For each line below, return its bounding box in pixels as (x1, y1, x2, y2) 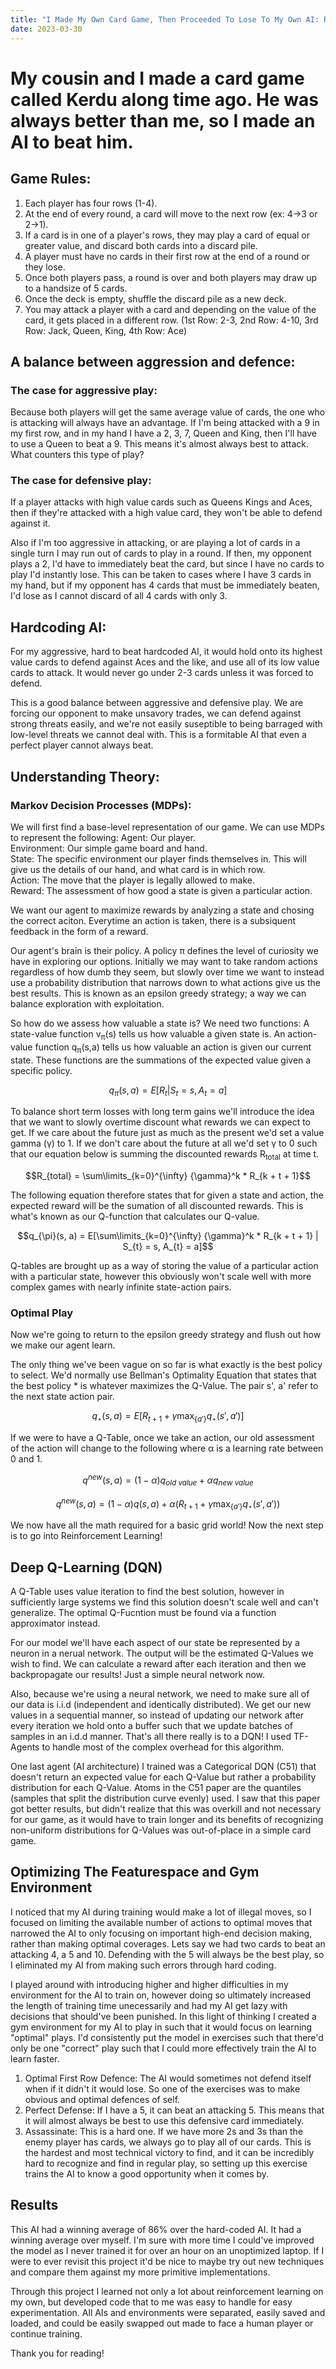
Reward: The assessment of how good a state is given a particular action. (10, 884, 313, 896)
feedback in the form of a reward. (10, 925, 149, 937)
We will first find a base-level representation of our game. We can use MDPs (10, 821, 325, 833)
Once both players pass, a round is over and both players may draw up (24, 271, 318, 283)
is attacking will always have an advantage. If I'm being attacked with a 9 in (10, 417, 320, 429)
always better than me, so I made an (10, 109, 316, 132)
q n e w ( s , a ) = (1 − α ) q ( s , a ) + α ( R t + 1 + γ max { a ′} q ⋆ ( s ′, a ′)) (55, 1496, 281, 1512)
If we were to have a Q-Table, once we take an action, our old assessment (10, 1432, 315, 1444)
